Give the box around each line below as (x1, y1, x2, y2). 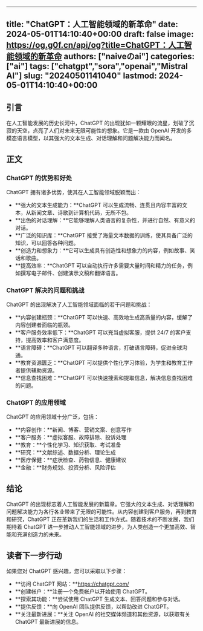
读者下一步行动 (6, 550, 62, 560)
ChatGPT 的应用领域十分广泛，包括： (6, 413, 100, 420)
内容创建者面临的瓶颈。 (14, 321, 74, 329)
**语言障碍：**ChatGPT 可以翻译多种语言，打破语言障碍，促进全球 (14, 344, 182, 351)
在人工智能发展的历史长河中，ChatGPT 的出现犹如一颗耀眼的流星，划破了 (6, 119, 189, 127)
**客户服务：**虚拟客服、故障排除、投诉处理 (14, 434, 127, 441)
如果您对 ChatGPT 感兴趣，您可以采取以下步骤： (6, 567, 127, 575)
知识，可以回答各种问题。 (14, 239, 79, 246)
